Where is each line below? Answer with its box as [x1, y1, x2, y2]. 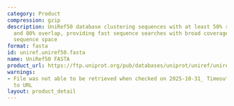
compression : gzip [7, 17, 61, 24]
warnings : [7, 68, 36, 75]
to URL [13, 82, 33, 89]
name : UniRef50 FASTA [7, 56, 70, 63]
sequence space [13, 36, 58, 43]
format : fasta [7, 43, 49, 50]
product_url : [7, 62, 45, 69]
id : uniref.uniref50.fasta [7, 50, 86, 56]
